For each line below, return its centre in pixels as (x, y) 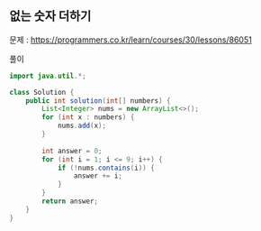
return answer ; (70, 201)
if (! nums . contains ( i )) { (106, 168)
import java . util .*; (48, 76)
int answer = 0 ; (72, 151)
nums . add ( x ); (81, 126)
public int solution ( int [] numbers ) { (98, 101)
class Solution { (42, 92)
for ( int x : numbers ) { (88, 117)
